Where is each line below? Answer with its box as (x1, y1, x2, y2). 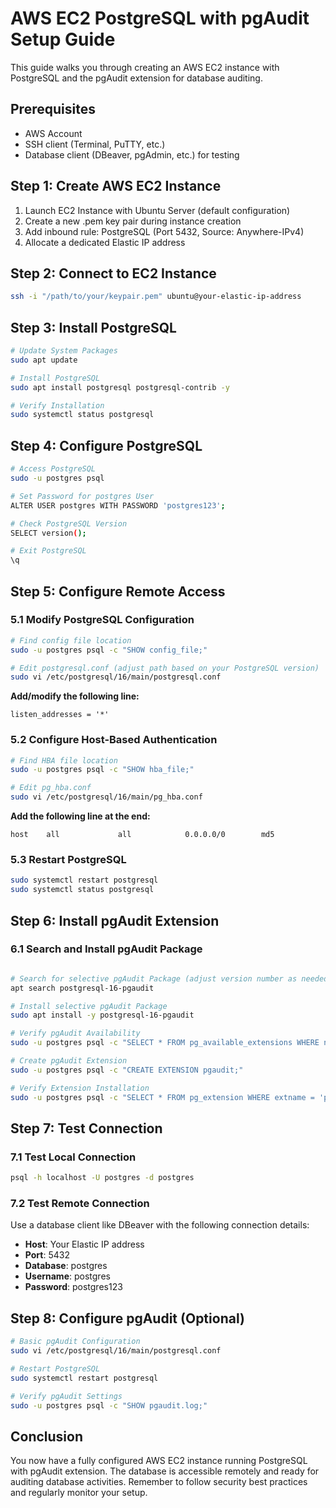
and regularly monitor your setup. (10, 1487, 148, 1499)
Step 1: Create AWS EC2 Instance (10, 178, 222, 195)
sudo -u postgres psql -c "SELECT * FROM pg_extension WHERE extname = (10, 1092, 315, 1102)
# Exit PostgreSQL (10, 546, 87, 556)
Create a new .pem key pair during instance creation (24, 215, 242, 227)
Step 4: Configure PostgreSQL (10, 437, 203, 454)
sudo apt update (10, 355, 78, 365)
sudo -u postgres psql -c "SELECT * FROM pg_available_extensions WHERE (10, 1038, 320, 1048)
